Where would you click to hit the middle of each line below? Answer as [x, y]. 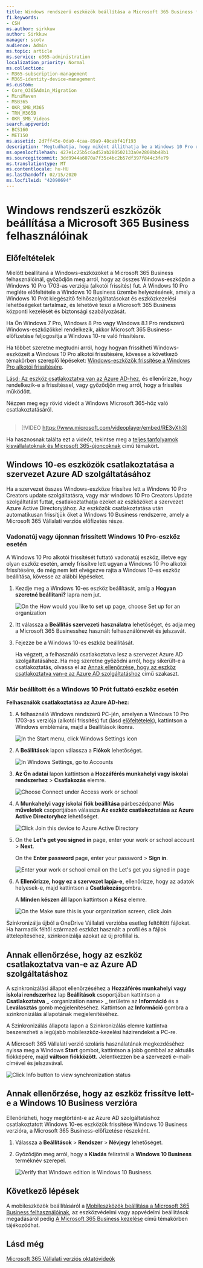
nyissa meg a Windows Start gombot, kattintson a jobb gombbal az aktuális [100, 1050]
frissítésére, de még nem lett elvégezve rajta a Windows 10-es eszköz [93, 570]
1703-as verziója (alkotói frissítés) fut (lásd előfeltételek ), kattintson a [101, 720]
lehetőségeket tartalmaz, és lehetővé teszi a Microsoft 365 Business [91, 305]
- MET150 [17, 136]
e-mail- [182, 1057]
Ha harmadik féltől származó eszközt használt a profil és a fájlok [86, 930]
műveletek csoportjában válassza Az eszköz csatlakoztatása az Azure [105, 810]
